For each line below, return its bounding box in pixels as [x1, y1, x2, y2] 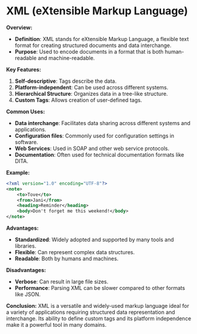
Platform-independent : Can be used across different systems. [14, 83, 169, 90]
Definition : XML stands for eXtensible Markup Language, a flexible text [14, 35, 189, 42]
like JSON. [14, 291, 41, 298]
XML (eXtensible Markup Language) [6, 4, 188, 18]
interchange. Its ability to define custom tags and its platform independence [6, 315, 192, 322]
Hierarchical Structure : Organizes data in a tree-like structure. [14, 90, 168, 97]
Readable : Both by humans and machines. [14, 255, 119, 263]
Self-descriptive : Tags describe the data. [14, 77, 117, 85]
